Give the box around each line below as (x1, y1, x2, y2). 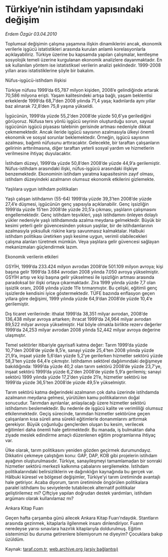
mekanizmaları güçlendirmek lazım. (5, 243, 79, 250)
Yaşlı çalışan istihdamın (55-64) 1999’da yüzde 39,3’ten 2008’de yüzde (5, 196, 152, 202)
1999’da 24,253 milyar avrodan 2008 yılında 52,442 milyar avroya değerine (5, 327, 160, 333)
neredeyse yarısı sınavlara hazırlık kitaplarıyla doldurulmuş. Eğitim (5, 525, 141, 531)
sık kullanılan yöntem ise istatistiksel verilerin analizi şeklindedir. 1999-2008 (5, 62, 161, 68)
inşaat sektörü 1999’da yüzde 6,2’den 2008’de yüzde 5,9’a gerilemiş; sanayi (5, 368, 161, 375)
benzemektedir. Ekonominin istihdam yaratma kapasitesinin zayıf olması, (5, 170, 154, 177)
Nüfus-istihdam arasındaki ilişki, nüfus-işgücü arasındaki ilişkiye (5, 165, 138, 171)
